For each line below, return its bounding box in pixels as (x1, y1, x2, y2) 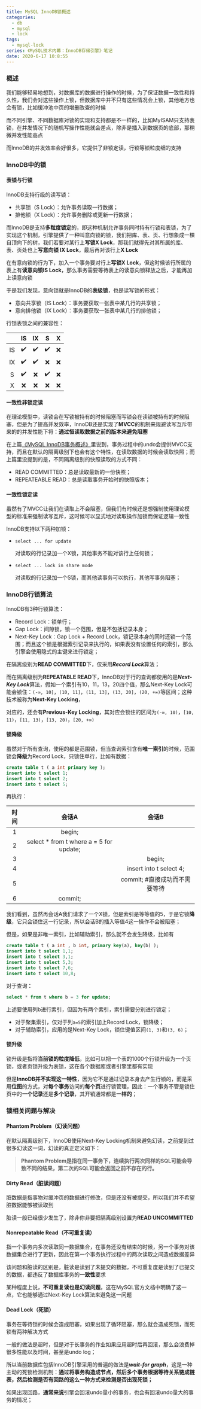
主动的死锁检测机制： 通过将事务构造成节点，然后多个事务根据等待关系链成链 (6, 1368, 195, 1375)
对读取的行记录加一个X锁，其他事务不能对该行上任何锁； (14, 550, 156, 557)
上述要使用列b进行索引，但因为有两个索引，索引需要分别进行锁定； (6, 1006, 172, 1013)
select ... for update (14, 538, 72, 544)
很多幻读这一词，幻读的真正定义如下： (6, 1144, 100, 1152)
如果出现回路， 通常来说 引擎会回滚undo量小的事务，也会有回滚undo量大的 (6, 1389, 189, 1396)
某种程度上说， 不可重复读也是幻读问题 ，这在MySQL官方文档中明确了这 (6, 1284, 182, 1291)
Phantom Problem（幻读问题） (6, 1122, 84, 1130)
